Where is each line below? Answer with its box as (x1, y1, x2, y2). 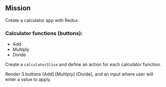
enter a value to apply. (5, 76, 52, 82)
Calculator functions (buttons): (5, 29, 83, 36)
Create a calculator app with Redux (5, 17, 78, 23)
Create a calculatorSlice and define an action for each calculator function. (5, 61, 162, 67)
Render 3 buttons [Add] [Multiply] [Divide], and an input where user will (5, 71, 153, 77)
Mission (5, 4, 31, 12)
